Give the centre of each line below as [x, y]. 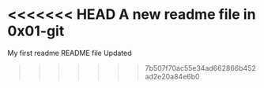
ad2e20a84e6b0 [172, 76]
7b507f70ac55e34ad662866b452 [200, 68]
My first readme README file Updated [70, 53]
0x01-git [36, 31]
